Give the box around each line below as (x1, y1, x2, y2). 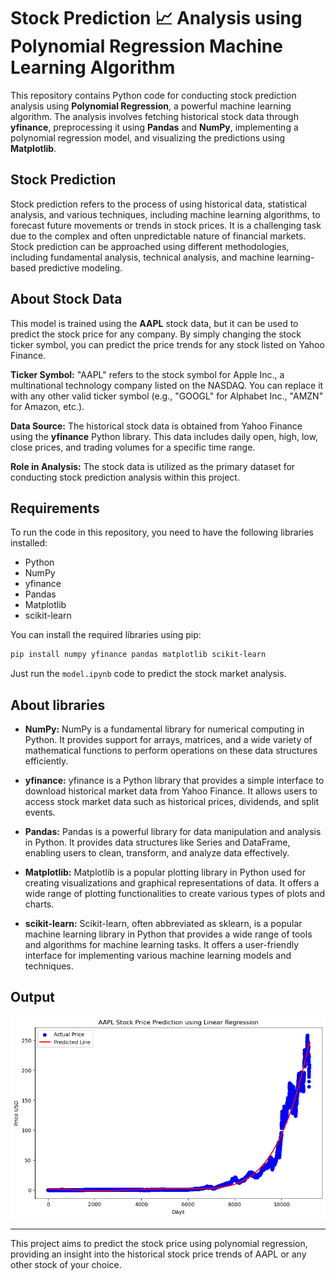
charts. (24, 898, 55, 910)
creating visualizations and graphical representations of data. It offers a (24, 877, 320, 889)
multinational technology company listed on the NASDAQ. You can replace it (10, 379, 324, 391)
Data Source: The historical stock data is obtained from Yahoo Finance (10, 420, 303, 432)
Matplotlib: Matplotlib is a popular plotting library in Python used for (24, 866, 306, 879)
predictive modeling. (38, 261, 123, 274)
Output (10, 989, 55, 1006)
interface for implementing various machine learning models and (24, 950, 292, 962)
